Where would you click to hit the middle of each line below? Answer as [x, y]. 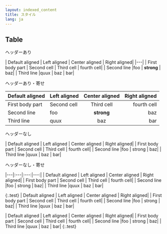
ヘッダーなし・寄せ [25, 165]
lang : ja [14, 19]
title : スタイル [20, 15]
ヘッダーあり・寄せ [25, 83]
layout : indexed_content [31, 10]
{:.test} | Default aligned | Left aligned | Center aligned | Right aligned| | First [83, 195]
